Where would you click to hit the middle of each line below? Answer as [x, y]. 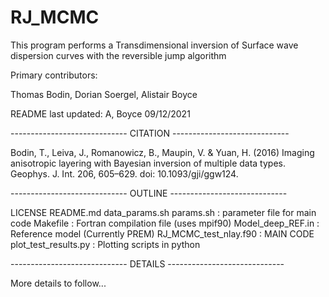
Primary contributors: [54, 75]
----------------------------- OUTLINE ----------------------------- [149, 193]
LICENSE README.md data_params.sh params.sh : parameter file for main [163, 212]
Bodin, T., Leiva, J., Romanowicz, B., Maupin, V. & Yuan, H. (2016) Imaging [162, 152]
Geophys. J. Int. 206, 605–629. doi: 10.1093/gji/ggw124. [124, 173]
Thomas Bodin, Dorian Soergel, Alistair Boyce [104, 94]
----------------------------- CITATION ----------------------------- [150, 133]
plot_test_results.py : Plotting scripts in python [105, 244]
